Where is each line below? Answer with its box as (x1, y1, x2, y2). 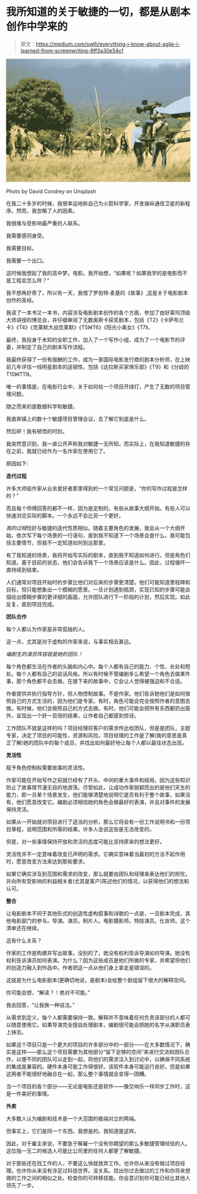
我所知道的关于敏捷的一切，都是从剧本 (6, 5, 191, 19)
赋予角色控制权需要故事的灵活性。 (6, 764, 88, 771)
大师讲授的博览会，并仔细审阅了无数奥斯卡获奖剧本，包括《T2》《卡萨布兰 (6, 316, 184, 323)
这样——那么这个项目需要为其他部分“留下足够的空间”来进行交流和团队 (16, 1048, 185, 1055)
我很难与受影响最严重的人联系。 (6, 219, 83, 226)
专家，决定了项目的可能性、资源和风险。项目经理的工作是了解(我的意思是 (6, 732, 182, 739)
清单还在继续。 (6, 924, 42, 931)
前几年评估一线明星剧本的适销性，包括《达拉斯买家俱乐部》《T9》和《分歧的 (6, 363, 189, 370)
